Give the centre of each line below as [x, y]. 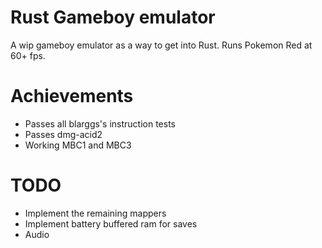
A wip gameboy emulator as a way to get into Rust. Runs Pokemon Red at [161, 45]
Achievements [72, 96]
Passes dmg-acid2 [63, 134]
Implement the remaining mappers [95, 213]
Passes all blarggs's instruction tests [100, 123]
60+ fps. [28, 55]
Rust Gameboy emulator [113, 17]
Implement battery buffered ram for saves [111, 223]
